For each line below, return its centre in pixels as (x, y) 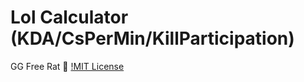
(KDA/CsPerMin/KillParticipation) (152, 38)
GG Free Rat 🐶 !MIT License (67, 66)
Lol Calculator (69, 17)
